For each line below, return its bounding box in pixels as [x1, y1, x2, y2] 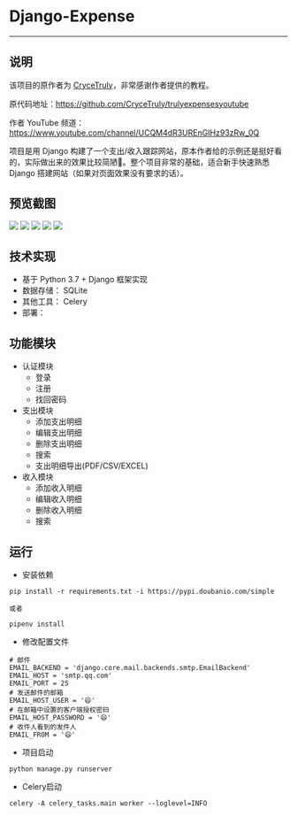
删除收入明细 [34, 505, 82, 515]
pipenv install [9, 620, 65, 628]
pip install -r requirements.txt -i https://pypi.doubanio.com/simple [9, 587, 275, 596]
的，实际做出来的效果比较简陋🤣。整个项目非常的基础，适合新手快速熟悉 [9, 157, 270, 167]
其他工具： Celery [21, 297, 88, 307]
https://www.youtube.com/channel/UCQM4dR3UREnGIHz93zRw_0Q [9, 127, 260, 138]
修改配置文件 [21, 636, 69, 647]
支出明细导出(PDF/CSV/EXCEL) [34, 460, 148, 471]
